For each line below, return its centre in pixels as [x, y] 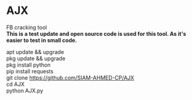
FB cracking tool [27, 27]
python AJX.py [25, 90]
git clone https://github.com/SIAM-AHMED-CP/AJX [70, 78]
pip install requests [30, 71]
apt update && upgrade [35, 52]
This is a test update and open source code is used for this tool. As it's [96, 33]
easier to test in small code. [42, 40]
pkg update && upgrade [36, 58]
